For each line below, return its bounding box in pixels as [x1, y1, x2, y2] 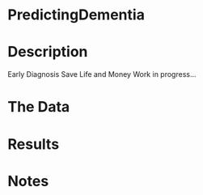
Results [7, 135, 60, 153]
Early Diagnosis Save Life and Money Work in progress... [7, 70, 197, 79]
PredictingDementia [7, 6, 145, 24]
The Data [7, 98, 70, 117]
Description [7, 43, 88, 61]
